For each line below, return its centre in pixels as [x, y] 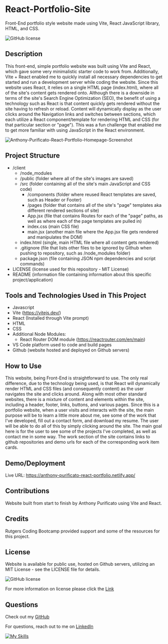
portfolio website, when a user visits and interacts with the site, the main [79, 410]
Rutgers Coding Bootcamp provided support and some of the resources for [82, 531]
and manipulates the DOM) [55, 237]
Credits [17, 519]
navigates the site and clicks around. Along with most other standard [76, 394]
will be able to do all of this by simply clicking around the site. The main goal [84, 426]
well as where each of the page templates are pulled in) [84, 221]
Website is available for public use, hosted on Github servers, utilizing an [80, 564]
